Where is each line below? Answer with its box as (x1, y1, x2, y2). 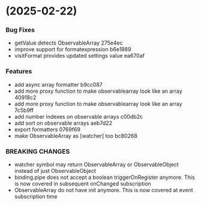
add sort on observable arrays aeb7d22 (14, 119, 112, 126)
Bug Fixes (5, 26, 35, 34)
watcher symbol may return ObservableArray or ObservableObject (14, 161, 179, 168)
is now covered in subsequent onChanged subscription (14, 180, 151, 187)
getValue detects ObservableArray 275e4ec (14, 39, 124, 46)
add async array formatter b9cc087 (14, 81, 103, 88)
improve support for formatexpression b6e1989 (14, 46, 131, 53)
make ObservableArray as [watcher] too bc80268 (14, 132, 137, 139)
